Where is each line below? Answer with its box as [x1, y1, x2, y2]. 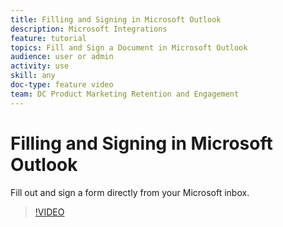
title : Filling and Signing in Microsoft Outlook [10, 14, 222, 25]
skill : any [10, 71, 56, 81]
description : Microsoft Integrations [10, 24, 168, 34]
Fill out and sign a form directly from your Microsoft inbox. [10, 186, 250, 198]
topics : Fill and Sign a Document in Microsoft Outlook [10, 42, 248, 53]
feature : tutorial [10, 33, 87, 43]
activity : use [10, 61, 70, 71]
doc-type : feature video [10, 80, 114, 90]
